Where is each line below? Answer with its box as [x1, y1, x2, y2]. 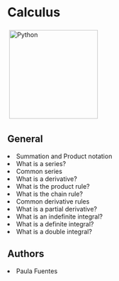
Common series [16, 167, 62, 175]
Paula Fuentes [16, 267, 58, 275]
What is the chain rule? [16, 189, 84, 198]
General [7, 133, 44, 145]
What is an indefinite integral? [16, 212, 103, 221]
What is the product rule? [16, 182, 90, 190]
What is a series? [16, 159, 67, 167]
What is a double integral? [16, 227, 92, 236]
